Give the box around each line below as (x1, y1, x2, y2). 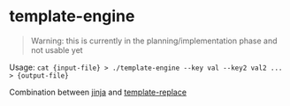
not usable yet (30, 44, 83, 55)
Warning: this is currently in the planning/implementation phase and (30, 35, 278, 46)
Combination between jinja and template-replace (9, 87, 187, 97)
